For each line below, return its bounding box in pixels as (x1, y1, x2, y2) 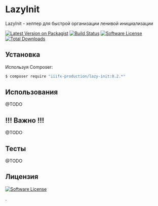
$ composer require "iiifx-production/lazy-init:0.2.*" (5, 74, 126, 79)
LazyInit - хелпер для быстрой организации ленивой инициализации (5, 20, 153, 26)
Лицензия (5, 172, 38, 181)
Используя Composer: (5, 64, 53, 70)
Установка (5, 50, 41, 59)
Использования (5, 88, 58, 97)
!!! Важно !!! (5, 116, 45, 125)
